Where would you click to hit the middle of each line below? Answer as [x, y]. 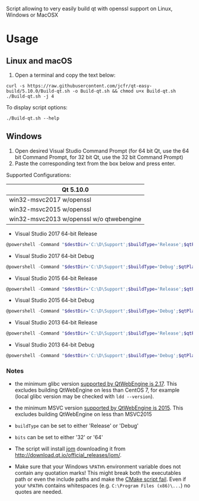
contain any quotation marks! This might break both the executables [98, 473]
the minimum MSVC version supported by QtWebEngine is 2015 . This [99, 408]
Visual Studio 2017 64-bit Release [56, 234]
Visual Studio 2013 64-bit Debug [54, 345]
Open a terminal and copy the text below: [65, 75]
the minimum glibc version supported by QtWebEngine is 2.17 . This [96, 384]
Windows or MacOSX [32, 15]
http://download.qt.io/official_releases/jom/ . [68, 455]
